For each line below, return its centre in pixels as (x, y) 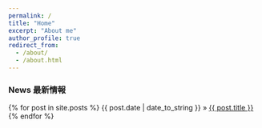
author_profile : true (44, 38)
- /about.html (39, 61)
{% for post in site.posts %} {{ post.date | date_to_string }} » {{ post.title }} (131, 108)
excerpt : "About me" (43, 30)
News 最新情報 (37, 90)
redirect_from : (34, 46)
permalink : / (30, 16)
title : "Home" (32, 23)
